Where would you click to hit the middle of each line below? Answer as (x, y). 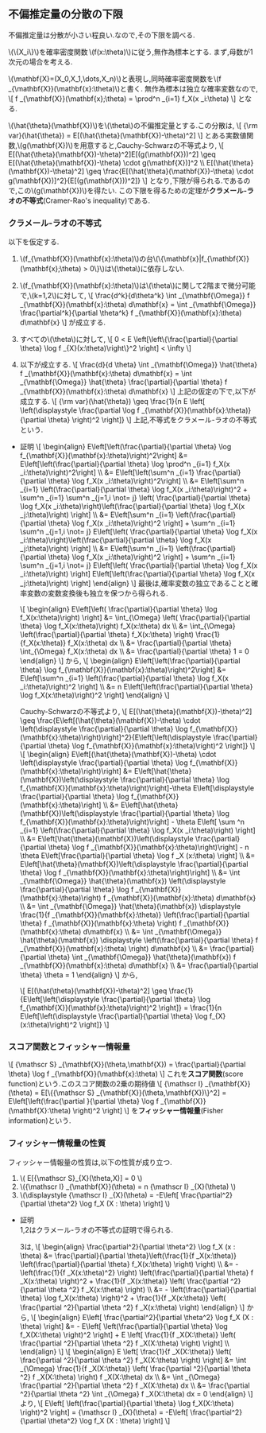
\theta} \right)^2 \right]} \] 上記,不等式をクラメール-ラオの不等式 (152, 420)
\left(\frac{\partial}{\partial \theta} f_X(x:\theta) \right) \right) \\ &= (127, 1264)
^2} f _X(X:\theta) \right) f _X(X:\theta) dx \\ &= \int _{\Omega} (120, 1377)
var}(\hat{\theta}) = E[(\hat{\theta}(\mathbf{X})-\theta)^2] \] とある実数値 (127, 135)
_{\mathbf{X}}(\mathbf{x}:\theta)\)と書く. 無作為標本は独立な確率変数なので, (133, 88)
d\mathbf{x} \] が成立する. (62, 322)
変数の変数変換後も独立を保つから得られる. (97, 593)
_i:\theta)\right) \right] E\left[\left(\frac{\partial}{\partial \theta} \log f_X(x (137, 574)
